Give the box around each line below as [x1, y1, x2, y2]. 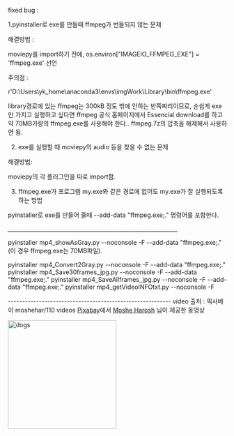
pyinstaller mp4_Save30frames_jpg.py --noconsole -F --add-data [8, 268, 197, 276]
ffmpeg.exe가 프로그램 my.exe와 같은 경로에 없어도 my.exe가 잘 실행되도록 [17, 188, 224, 195]
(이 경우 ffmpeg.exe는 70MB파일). [8, 247, 103, 255]
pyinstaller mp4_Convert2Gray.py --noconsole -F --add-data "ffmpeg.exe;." [8, 261, 226, 269]
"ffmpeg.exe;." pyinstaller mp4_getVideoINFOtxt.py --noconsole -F [22, 283, 214, 291]
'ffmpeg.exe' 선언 [8, 59, 58, 67]
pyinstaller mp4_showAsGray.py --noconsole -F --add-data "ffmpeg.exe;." [8, 239, 222, 246]
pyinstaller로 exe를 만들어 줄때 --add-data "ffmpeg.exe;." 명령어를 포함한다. [8, 211, 219, 219]
